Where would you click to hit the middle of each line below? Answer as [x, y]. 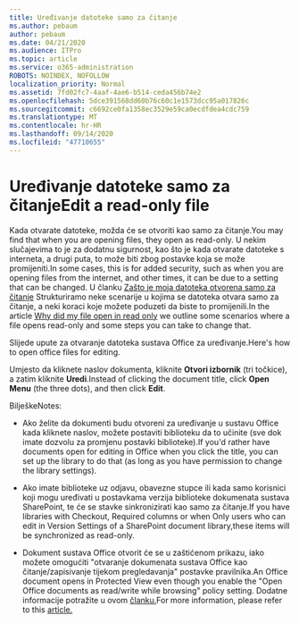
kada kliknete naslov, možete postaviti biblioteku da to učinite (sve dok [152, 432]
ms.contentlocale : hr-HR [55, 126]
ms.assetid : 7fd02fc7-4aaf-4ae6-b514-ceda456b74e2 [105, 92]
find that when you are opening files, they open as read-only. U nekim [137, 240]
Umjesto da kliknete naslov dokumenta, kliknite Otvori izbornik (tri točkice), [149, 369]
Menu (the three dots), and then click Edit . [87, 388]
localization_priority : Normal [67, 84]
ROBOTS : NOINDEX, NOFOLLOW [59, 76]
